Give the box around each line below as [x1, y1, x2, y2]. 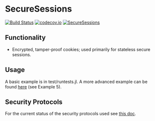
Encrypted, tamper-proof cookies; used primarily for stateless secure [12, 46, 151, 52]
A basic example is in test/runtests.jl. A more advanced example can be [5, 79, 148, 85]
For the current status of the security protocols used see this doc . [5, 111, 137, 117]
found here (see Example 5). [5, 84, 62, 89]
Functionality [5, 34, 46, 42]
